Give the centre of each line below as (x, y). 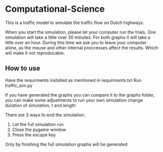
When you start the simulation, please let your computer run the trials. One (81, 32)
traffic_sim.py (19, 85)
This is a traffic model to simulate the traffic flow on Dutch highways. (75, 23)
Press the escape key (34, 135)
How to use (23, 68)
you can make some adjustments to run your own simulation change (74, 100)
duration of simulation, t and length (41, 105)
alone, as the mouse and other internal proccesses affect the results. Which (82, 48)
